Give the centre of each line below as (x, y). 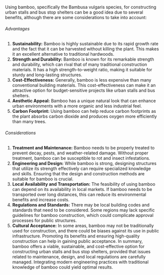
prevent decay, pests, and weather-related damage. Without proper (80, 153)
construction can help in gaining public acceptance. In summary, (77, 241)
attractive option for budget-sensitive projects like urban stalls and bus (83, 90)
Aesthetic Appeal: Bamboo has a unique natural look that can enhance (84, 101)
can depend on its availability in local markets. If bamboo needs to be (82, 190)
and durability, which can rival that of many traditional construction (80, 64)
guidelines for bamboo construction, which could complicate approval (83, 215)
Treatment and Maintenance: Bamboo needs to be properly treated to (83, 148)
